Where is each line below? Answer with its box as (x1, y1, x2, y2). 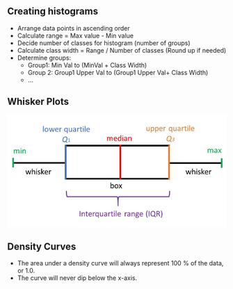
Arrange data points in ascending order (17, 24, 130, 32)
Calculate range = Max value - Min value (17, 31, 134, 40)
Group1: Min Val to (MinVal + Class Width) (27, 60, 147, 69)
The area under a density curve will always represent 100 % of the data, (17, 258, 224, 267)
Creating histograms (7, 6, 99, 17)
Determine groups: (17, 53, 72, 62)
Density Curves (7, 240, 77, 252)
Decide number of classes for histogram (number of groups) (17, 38, 191, 47)
